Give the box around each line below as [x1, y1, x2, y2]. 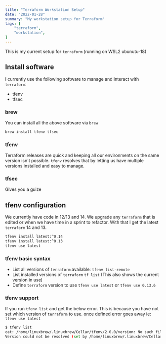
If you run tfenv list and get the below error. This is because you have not [5, 306, 159, 312]
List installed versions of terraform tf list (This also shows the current [12, 272, 159, 278]
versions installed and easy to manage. [5, 163, 85, 169]
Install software [5, 63, 54, 71]
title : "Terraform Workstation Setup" [5, 7, 85, 12]
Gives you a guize [5, 186, 41, 192]
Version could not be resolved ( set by [5, 334, 87, 340]
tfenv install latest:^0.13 [5, 239, 63, 244]
